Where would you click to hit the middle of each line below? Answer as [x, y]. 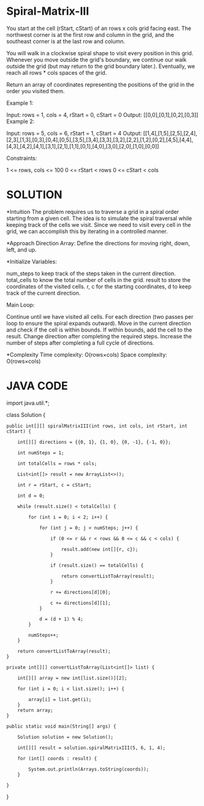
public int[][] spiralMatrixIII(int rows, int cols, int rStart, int [97, 426]
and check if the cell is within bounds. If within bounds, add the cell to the [99, 330]
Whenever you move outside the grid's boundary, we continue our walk [96, 59]
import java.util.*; [28, 403]
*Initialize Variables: [32, 261]
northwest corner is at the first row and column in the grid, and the [90, 34]
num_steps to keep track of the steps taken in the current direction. [91, 273]
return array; [35, 710]
